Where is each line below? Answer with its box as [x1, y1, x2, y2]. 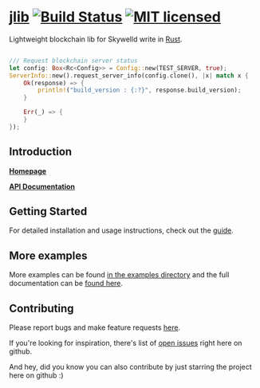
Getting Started [9, 205, 88, 218]
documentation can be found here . [9, 279, 123, 288]
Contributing [9, 301, 74, 315]
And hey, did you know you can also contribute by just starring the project [9, 363, 252, 372]
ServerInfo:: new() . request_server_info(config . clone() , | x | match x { [9, 72, 249, 80]
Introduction [9, 145, 73, 159]
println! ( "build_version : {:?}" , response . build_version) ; [37, 86, 242, 95]
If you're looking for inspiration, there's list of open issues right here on [9, 339, 242, 348]
